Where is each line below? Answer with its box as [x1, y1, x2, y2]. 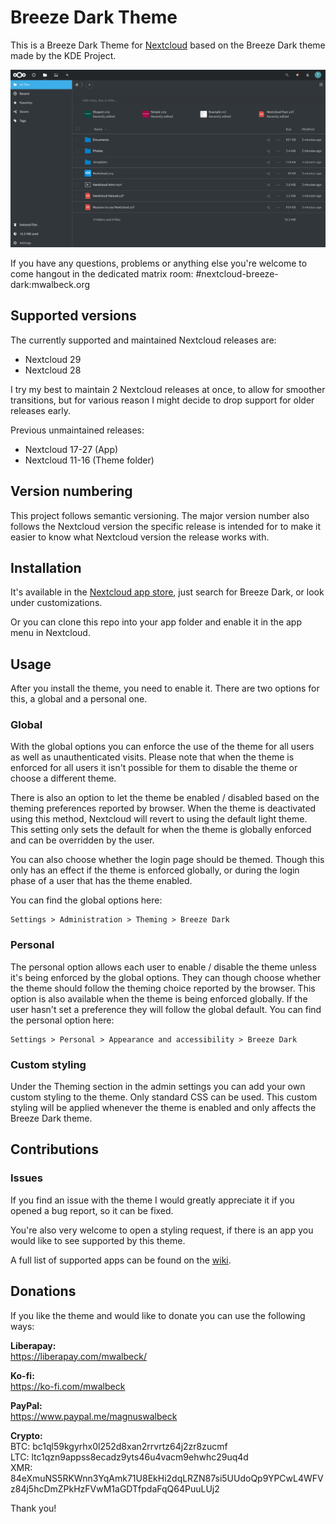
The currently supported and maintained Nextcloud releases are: [10, 334, 277, 346]
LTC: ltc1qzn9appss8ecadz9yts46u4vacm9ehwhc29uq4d [10, 1451, 249, 1463]
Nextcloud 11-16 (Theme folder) [24, 454, 155, 466]
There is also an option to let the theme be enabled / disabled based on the [10, 792, 320, 804]
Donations [10, 1283, 77, 1300]
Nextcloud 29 [24, 353, 82, 365]
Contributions [10, 1141, 99, 1158]
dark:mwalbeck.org [10, 278, 91, 290]
